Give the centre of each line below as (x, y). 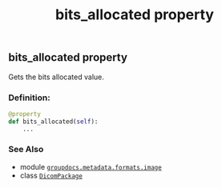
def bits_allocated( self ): (53, 122)
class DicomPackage (51, 175)
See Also (26, 150)
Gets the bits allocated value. (56, 77)
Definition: (29, 98)
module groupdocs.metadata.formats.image (91, 166)
